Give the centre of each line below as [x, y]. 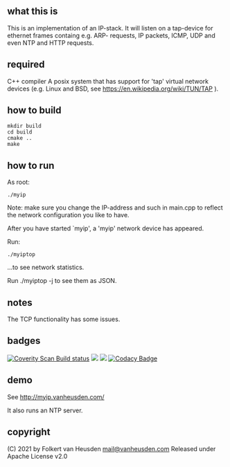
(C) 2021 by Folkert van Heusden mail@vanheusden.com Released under [112, 448]
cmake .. [20, 138]
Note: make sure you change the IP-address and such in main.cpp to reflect [115, 208]
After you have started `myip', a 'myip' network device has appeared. [106, 228]
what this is [33, 11]
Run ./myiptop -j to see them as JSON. [62, 281]
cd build [20, 132]
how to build [34, 110]
